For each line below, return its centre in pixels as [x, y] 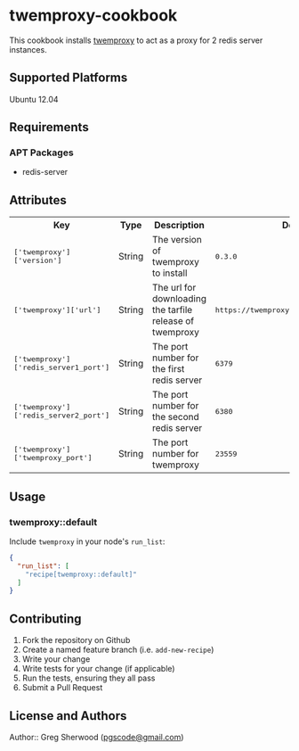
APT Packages [41, 153]
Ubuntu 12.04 [34, 99]
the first [169, 369]
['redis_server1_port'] [62, 368]
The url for [174, 288]
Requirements [49, 127]
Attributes [38, 200]
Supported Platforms [69, 78]
